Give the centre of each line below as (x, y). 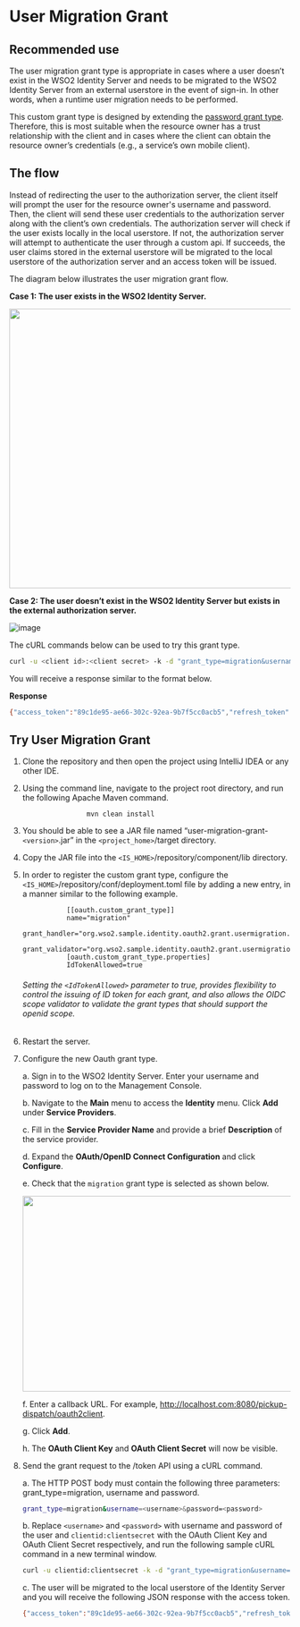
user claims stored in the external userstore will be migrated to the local (141, 251)
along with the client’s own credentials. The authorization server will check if (150, 223)
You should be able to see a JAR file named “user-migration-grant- (145, 831)
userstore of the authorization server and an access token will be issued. (143, 261)
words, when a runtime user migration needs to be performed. (124, 99)
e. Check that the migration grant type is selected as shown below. (146, 1183)
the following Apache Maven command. (96, 798)
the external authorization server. (73, 610)
